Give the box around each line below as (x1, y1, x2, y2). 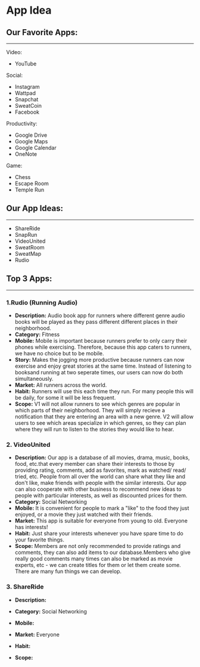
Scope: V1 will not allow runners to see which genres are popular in (14, 400, 180, 408)
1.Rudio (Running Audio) (6, 298, 78, 306)
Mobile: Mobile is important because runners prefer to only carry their (14, 337, 187, 344)
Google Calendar (14, 144, 57, 151)
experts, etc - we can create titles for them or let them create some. (14, 562, 182, 569)
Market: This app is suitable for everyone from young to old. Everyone (14, 517, 188, 524)
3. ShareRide (6, 583, 44, 591)
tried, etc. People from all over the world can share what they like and (14, 473, 186, 480)
